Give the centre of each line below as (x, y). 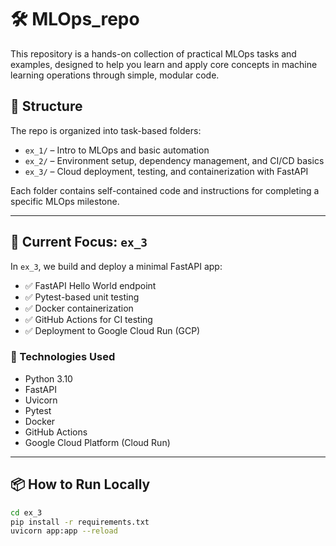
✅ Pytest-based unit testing (82, 297)
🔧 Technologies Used (63, 357)
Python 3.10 (48, 378)
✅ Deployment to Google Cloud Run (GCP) (112, 330)
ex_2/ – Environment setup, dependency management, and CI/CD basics (174, 160)
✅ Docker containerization (79, 308)
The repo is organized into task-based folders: (106, 130)
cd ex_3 (26, 512)
